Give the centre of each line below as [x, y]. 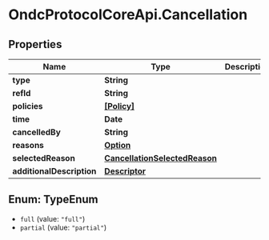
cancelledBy [37, 132]
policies [28, 106]
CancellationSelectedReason [161, 158]
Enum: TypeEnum [53, 200]
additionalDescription [54, 171]
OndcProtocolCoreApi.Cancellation [128, 15]
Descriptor [125, 171]
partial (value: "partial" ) [63, 227]
